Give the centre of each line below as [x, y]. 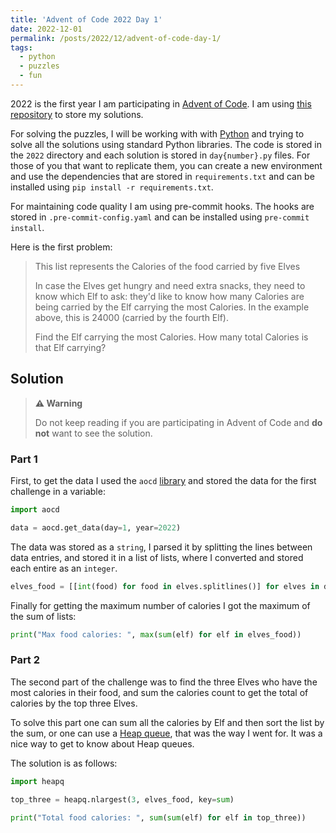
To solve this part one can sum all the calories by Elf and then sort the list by [167, 722]
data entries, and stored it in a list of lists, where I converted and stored [157, 557]
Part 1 [24, 459]
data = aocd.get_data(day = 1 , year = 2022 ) [96, 527]
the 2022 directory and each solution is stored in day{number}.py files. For [160, 155]
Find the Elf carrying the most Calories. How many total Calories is [171, 337]
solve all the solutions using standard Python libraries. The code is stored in [166, 144]
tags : [21, 47]
